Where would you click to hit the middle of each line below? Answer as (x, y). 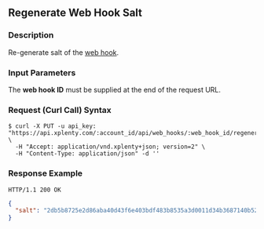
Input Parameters (42, 72)
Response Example (46, 173)
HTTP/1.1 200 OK (35, 190)
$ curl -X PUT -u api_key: (52, 126)
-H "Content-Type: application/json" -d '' (87, 154)
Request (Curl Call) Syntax (60, 110)
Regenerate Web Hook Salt (75, 13)
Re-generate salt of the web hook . (64, 52)
